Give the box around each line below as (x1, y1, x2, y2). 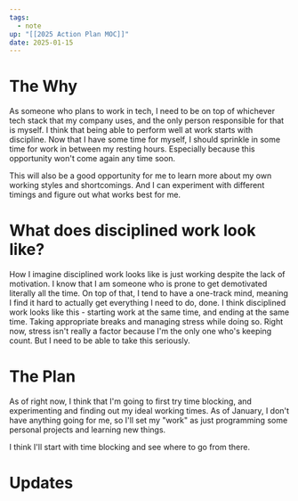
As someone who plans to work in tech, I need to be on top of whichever (9, 106, 276, 117)
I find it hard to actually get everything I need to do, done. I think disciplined (9, 298, 286, 308)
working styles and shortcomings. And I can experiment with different (9, 180, 265, 191)
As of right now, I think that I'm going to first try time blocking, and (9, 396, 252, 407)
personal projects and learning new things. (9, 424, 166, 435)
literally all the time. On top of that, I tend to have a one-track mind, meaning (9, 288, 289, 299)
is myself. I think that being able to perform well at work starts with (9, 125, 254, 136)
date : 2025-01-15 (9, 37, 74, 47)
